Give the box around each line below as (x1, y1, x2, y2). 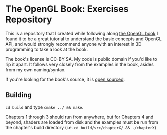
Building (5, 91, 32, 99)
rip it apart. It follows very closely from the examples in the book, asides (5, 61, 154, 67)
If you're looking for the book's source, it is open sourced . (5, 76, 125, 82)
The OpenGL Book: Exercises (5, 3, 129, 15)
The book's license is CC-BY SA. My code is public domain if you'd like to (5, 56, 158, 62)
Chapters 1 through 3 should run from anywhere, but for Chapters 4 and (5, 114, 154, 120)
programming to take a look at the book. (5, 46, 88, 52)
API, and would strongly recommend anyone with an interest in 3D (5, 41, 142, 47)
